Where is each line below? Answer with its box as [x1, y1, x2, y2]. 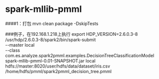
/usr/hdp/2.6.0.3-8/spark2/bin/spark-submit [5, 36, 96, 43]
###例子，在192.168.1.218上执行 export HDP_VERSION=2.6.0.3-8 [5, 31, 138, 37]
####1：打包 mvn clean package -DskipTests [5, 20, 98, 26]
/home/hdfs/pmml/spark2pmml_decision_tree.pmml [5, 68, 111, 74]
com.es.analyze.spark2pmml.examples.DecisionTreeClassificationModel [5, 52, 154, 58]
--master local [5, 42, 35, 48]
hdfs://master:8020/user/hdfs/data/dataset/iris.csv [5, 63, 110, 69]
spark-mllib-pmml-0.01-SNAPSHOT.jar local [5, 58, 96, 64]
